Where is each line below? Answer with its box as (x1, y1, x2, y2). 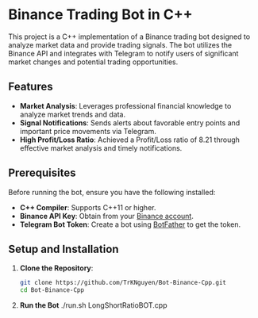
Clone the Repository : (19, 263, 94, 273)
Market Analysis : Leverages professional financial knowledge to (19, 101, 232, 110)
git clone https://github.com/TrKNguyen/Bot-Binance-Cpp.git (19, 279, 227, 287)
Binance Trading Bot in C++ (8, 6, 193, 24)
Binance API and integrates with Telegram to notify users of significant (8, 48, 239, 58)
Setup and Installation (8, 242, 119, 255)
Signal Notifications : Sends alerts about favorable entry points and (19, 117, 241, 128)
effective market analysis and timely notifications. (19, 143, 183, 152)
